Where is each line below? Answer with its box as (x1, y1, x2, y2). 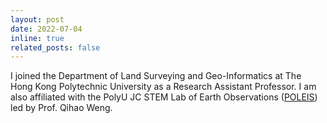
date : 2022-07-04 (10, 24, 83, 34)
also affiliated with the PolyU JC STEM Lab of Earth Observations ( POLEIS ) (10, 91, 318, 103)
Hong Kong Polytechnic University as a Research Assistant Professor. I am (10, 81, 317, 93)
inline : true (10, 33, 65, 43)
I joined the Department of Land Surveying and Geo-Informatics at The (10, 70, 302, 82)
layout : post (10, 14, 65, 25)
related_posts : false (10, 42, 101, 53)
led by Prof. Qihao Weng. (10, 102, 113, 114)
